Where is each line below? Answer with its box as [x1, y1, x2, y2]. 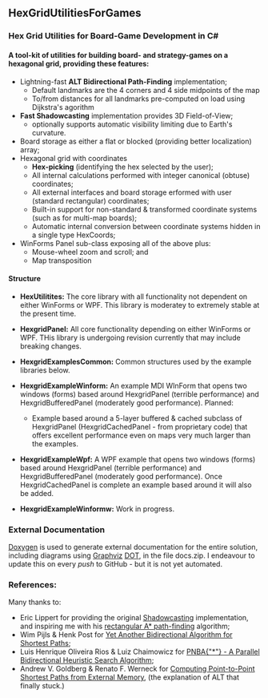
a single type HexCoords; [31, 230, 116, 240]
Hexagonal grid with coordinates [19, 153, 128, 163]
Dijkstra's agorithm [31, 102, 94, 111]
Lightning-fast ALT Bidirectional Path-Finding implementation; [19, 76, 228, 87]
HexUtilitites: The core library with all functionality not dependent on [19, 292, 248, 301]
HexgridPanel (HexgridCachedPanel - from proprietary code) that [31, 422, 248, 431]
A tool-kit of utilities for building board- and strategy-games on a [8, 50, 229, 59]
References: [8, 579, 58, 590]
